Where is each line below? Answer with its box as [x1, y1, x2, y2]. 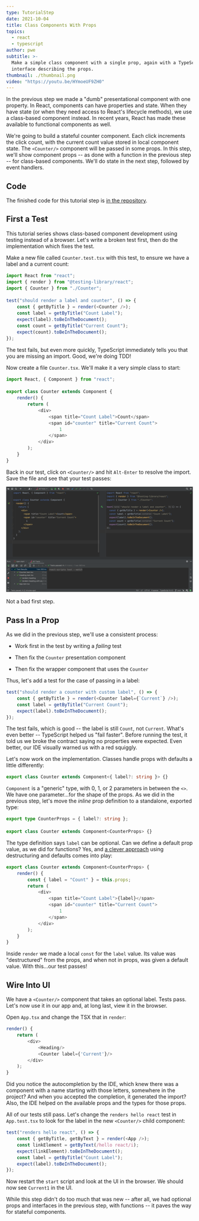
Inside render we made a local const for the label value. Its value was [6, 950, 176, 957]
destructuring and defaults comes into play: [6, 852, 113, 859]
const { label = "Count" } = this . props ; [27, 877, 131, 883]
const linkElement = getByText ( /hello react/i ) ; [17, 1142, 139, 1148]
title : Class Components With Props [6, 22, 97, 28]
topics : [6, 29, 25, 34]
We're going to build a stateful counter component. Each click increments [6, 133, 185, 140]
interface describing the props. [11, 66, 94, 72]
